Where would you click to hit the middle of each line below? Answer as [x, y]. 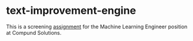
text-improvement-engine [71, 11]
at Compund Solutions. [34, 32]
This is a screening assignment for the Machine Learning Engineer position [97, 27]
